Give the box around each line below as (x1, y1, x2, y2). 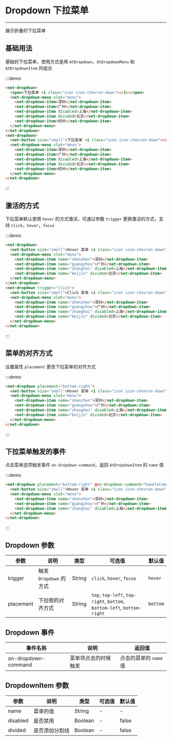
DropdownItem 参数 (5, 681, 69, 690)
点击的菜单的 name (120, 654, 163, 661)
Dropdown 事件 (5, 628, 55, 637)
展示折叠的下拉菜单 (5, 27, 46, 33)
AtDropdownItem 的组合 (5, 65, 53, 71)
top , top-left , (91, 591, 125, 598)
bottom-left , (91, 604, 122, 611)
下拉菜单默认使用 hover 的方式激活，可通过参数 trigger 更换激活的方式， (5, 216, 159, 222)
